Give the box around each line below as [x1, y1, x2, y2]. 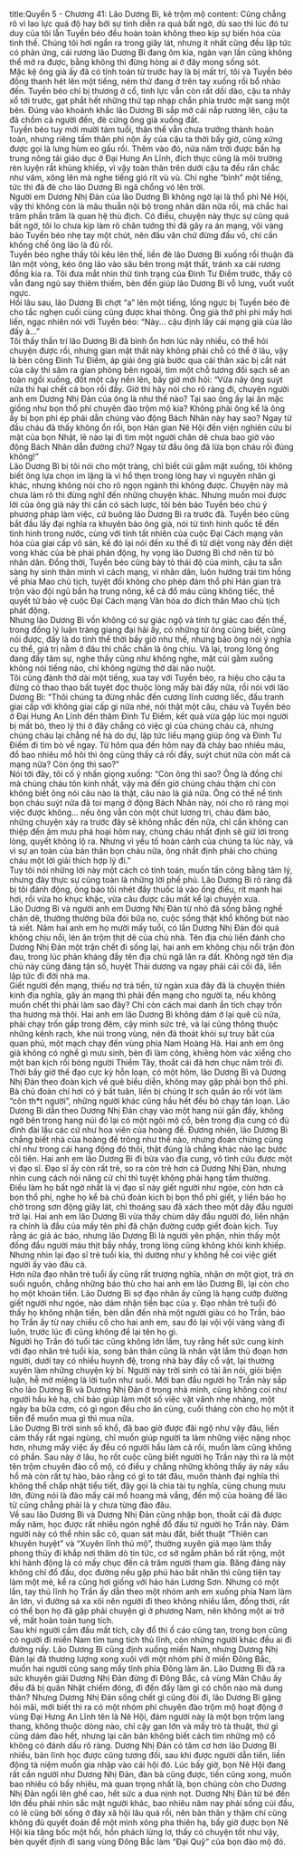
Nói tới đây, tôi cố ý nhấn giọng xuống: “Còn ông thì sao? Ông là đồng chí [9, 769, 283, 779]
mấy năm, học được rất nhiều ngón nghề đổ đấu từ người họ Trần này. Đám [9, 1519, 289, 1529]
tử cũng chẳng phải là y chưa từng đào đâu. [9, 1499, 172, 1510]
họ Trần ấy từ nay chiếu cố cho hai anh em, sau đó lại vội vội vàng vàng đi [9, 1317, 285, 1327]
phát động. [9, 605, 51, 616]
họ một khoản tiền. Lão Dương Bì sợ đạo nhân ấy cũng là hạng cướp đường [9, 1288, 288, 1298]
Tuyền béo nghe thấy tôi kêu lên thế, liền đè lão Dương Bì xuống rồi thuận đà [9, 249, 294, 260]
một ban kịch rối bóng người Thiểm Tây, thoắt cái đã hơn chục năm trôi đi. [9, 1057, 285, 1067]
